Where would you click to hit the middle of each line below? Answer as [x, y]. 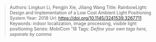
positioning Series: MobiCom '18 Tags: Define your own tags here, [78, 29]
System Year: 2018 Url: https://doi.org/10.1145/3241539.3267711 [75, 18]
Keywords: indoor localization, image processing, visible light [73, 23]
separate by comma [31, 34]
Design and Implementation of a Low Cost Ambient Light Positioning [80, 13]
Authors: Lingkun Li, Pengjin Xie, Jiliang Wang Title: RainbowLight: [78, 7]
